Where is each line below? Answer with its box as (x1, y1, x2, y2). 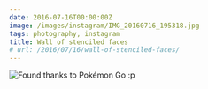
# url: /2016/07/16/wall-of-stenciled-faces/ (9, 46, 180, 55)
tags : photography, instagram (9, 29, 121, 38)
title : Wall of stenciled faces (9, 37, 128, 47)
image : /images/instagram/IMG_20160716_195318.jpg (9, 21, 200, 30)
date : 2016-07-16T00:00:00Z (9, 12, 113, 22)
